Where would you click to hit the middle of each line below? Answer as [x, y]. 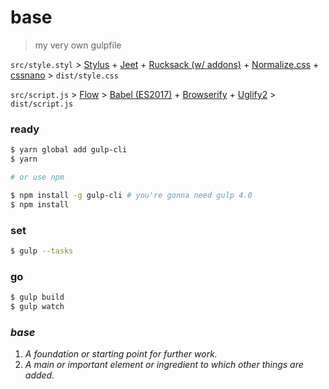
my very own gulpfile [78, 45]
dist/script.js [42, 104]
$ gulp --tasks [42, 251]
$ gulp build [37, 297]
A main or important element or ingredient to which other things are [164, 365]
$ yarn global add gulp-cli [69, 150]
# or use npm [37, 177]
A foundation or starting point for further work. [121, 354]
